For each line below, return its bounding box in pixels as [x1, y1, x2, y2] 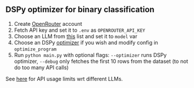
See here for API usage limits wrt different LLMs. [5, 75, 123, 82]
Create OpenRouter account [14, 20, 83, 27]
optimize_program [14, 46, 57, 52]
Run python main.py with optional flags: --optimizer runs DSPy [14, 51, 167, 58]
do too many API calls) [14, 64, 69, 71]
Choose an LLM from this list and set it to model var [14, 32, 138, 40]
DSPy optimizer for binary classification [5, 5, 155, 15]
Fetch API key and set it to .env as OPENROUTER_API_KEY [14, 26, 145, 33]
